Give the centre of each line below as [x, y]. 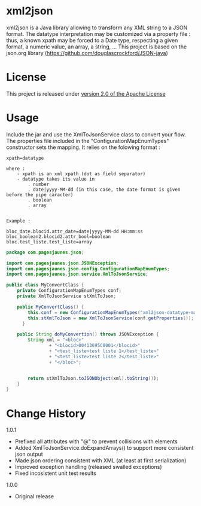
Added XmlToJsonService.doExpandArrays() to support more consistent [104, 448]
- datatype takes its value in [56, 179]
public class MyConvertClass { [45, 285]
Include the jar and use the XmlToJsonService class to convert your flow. [96, 134]
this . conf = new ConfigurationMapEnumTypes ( [84, 312]
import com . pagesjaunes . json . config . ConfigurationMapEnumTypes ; [88, 269]
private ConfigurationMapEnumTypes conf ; [69, 291]
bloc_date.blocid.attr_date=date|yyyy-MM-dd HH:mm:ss [75, 231]
